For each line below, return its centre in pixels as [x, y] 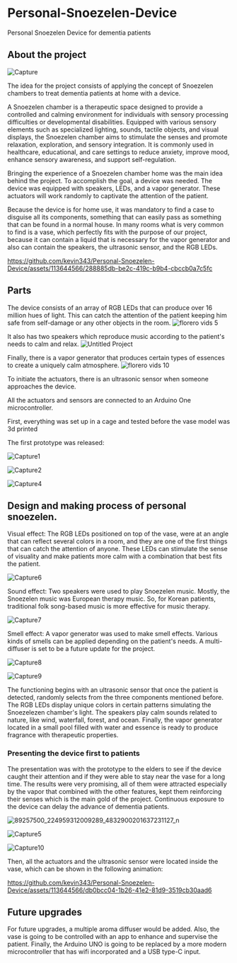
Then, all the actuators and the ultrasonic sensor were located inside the [113, 861]
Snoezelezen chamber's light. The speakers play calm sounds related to [112, 713]
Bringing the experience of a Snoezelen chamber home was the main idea [115, 173]
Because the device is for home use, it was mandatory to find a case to [111, 209]
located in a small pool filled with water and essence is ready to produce [113, 727]
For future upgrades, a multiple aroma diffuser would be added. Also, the [114, 929]
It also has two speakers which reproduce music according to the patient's [116, 336]
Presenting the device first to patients [74, 754]
